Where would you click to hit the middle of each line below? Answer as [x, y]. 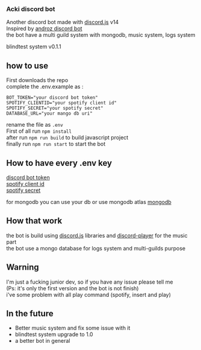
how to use [27, 65]
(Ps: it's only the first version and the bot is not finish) [73, 288]
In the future [30, 313]
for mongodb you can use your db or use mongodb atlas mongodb [89, 202]
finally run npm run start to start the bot [56, 144]
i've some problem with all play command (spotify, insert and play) [89, 294]
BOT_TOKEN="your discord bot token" [52, 98]
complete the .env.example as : [45, 87]
